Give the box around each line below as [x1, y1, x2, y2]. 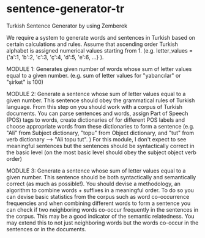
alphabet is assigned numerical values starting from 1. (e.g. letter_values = [6, 46, 193, 54]
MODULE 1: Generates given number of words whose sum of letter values [6, 65, 192, 72]
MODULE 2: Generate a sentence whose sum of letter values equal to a [6, 90, 186, 97]
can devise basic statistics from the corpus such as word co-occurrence [6, 193, 190, 200]
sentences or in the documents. [6, 225, 87, 232]
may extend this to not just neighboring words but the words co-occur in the [6, 219, 199, 226]
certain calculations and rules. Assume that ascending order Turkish [6, 40, 179, 48]
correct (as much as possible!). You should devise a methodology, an [6, 180, 181, 187]
